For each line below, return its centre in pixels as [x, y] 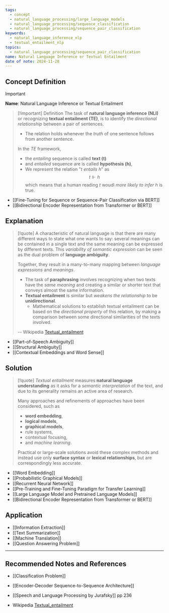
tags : [11, 10]
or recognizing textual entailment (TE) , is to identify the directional [87, 119]
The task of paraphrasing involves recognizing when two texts [90, 279]
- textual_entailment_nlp [37, 43]
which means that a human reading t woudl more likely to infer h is [94, 185]
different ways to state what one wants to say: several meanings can [89, 238]
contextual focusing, [46, 437]
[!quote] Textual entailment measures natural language [75, 380]
